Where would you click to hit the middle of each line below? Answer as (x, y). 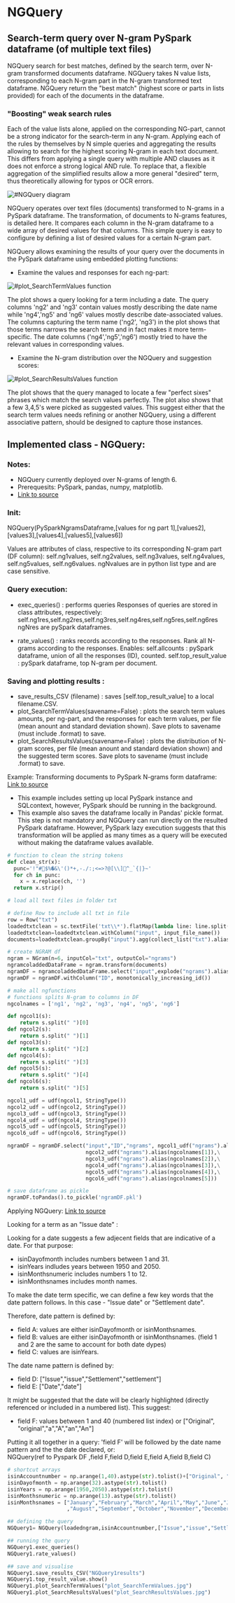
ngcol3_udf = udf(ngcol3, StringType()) (67, 1114)
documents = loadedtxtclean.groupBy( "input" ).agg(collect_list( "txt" (108, 940)
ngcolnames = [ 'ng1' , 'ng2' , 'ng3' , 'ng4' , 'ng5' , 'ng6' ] (93, 1004)
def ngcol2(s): (29, 1030)
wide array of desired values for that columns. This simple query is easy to (115, 231)
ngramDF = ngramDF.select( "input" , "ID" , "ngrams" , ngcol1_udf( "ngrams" (112, 1146)
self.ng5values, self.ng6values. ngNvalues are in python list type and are (112, 564)
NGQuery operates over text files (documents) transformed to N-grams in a (116, 208)
